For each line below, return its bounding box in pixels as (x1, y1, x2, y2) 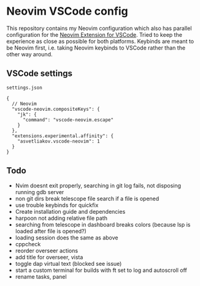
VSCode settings (6, 69, 72, 79)
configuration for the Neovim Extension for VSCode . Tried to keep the (6, 31, 183, 38)
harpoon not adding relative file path (15, 214, 107, 222)
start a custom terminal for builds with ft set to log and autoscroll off (15, 266, 187, 274)
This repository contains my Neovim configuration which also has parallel (6, 24, 192, 32)
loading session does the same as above (15, 234, 118, 241)
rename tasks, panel (15, 273, 67, 280)
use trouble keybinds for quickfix (15, 201, 99, 209)
